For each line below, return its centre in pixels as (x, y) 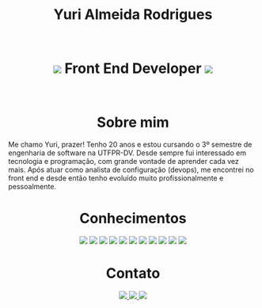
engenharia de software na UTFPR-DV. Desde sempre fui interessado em (127, 153)
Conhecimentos (133, 219)
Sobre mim (133, 122)
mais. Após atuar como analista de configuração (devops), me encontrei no (131, 169)
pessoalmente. (32, 186)
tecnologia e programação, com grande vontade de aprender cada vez (124, 161)
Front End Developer (133, 68)
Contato (133, 273)
